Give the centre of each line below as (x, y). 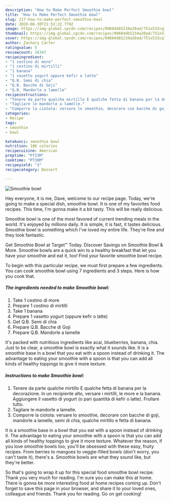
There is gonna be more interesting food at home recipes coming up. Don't (83, 483)
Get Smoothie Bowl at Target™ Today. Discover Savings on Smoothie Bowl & (84, 245)
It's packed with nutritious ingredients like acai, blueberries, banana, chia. (82, 343)
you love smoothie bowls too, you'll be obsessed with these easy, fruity (80, 446)
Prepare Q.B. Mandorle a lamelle (46, 332)
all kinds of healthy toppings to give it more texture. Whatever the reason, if (84, 441)
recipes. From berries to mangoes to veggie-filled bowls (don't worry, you (82, 452)
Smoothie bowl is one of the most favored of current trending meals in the (82, 219)
